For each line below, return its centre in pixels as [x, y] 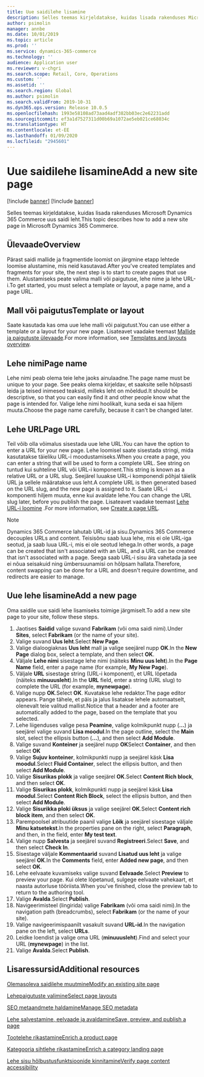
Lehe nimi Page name [47, 363]
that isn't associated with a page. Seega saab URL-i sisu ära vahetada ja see [102, 557]
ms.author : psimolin [33, 96]
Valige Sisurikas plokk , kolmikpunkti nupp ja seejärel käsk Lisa [94, 789]
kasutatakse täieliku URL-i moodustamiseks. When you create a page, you [99, 456]
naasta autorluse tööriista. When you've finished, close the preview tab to [107, 886]
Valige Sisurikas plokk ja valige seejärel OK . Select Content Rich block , [104, 777]
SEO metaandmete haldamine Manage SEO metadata [72, 1007]
